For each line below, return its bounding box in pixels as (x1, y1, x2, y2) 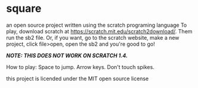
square (6, 2, 42, 15)
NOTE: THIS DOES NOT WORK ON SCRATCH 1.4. (6, 52, 128, 59)
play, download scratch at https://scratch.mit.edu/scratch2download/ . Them (6, 27, 193, 34)
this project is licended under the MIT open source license (6, 75, 149, 82)
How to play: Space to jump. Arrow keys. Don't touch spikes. (6, 63, 155, 70)
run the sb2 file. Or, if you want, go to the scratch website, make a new (6, 34, 180, 41)
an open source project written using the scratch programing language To (6, 21, 187, 29)
